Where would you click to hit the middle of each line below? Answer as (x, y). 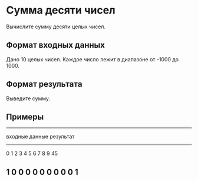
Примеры (25, 116)
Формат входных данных (55, 45)
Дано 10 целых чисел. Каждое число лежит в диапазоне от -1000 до (92, 59)
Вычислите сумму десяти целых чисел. (56, 27)
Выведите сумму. (28, 98)
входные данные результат (40, 137)
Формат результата (44, 84)
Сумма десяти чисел (61, 10)
